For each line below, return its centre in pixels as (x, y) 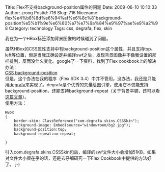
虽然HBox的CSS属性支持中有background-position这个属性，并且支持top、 (80, 49)
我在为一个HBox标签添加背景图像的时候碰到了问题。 (58, 38)
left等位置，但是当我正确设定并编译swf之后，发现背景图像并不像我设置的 (79, 55)
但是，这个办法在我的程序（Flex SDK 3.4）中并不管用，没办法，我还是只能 (81, 78)
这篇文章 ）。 (17, 97)
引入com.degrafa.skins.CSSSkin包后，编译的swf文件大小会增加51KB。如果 (81, 152)
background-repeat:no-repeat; (45, 134)
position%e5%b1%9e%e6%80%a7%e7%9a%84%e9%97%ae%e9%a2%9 (82, 23)
